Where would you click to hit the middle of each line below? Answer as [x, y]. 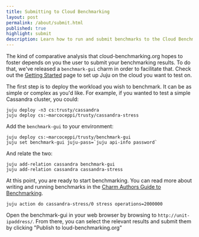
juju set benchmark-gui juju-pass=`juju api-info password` [82, 143]
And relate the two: [29, 153]
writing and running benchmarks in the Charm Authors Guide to [84, 187]
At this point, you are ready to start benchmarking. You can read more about [99, 181]
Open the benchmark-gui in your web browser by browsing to [81, 215]
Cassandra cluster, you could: [42, 99]
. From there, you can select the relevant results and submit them [112, 221]
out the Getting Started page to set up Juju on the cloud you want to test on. [99, 75]
